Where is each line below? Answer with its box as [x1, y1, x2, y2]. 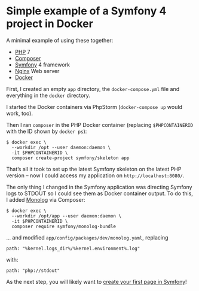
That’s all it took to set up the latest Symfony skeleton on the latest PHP [6, 165, 182, 172]
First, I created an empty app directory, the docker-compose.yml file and [6, 85, 180, 92]
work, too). [6, 110, 33, 117]
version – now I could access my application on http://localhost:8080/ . [6, 172, 185, 179]
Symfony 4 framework [14, 61, 71, 68]
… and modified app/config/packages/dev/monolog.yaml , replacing [6, 234, 169, 241]
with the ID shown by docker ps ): [6, 128, 87, 135]
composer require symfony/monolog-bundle [11, 223, 117, 229]
